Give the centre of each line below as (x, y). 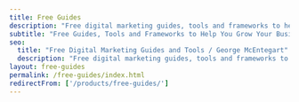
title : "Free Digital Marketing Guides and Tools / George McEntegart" (153, 51)
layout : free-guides (48, 67)
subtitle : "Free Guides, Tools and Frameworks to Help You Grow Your (141, 34)
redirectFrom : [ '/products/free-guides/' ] (89, 83)
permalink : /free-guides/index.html (77, 75)
